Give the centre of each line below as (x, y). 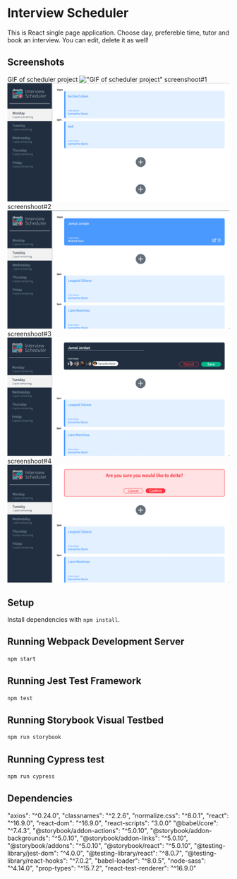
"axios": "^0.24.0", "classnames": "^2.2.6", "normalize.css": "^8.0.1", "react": (118, 815)
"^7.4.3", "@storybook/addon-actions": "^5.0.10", (78, 830)
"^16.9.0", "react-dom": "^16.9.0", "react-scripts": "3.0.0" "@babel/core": (113, 823)
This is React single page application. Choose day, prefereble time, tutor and (119, 33)
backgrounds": (29, 838)
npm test (20, 698)
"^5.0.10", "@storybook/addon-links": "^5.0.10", (120, 838)
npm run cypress (31, 776)
